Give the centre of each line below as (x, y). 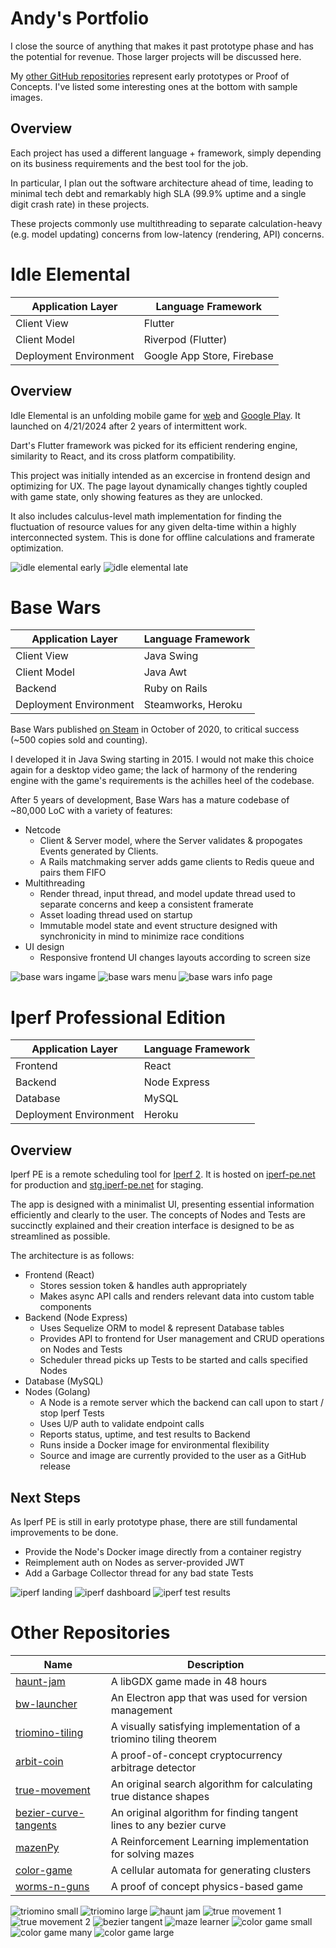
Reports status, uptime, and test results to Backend (145, 1434)
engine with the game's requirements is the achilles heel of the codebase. (162, 781)
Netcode (43, 830)
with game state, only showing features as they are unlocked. (136, 496)
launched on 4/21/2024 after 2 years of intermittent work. (129, 426)
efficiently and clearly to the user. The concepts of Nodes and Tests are (158, 1215)
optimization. (37, 548)
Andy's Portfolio (80, 18)
